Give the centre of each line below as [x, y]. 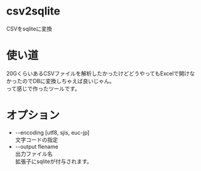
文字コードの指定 [36, 139]
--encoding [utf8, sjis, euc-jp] [52, 132]
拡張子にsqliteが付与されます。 [53, 161]
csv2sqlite [33, 11]
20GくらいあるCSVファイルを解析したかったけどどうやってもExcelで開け [98, 73]
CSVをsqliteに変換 [29, 29]
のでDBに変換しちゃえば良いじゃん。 [69, 81]
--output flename [37, 146]
